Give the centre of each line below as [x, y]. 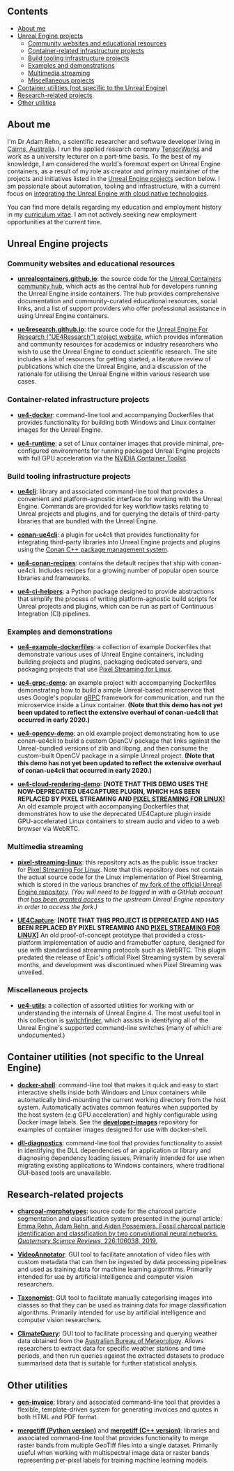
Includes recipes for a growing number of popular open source [129, 570]
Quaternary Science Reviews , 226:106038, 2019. [87, 1241]
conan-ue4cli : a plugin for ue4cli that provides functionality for [108, 535]
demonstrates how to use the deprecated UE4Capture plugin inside [114, 814]
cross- [196, 935]
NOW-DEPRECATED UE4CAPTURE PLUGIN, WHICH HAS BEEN [109, 792]
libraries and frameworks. [54, 578]
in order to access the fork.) [57, 906]
